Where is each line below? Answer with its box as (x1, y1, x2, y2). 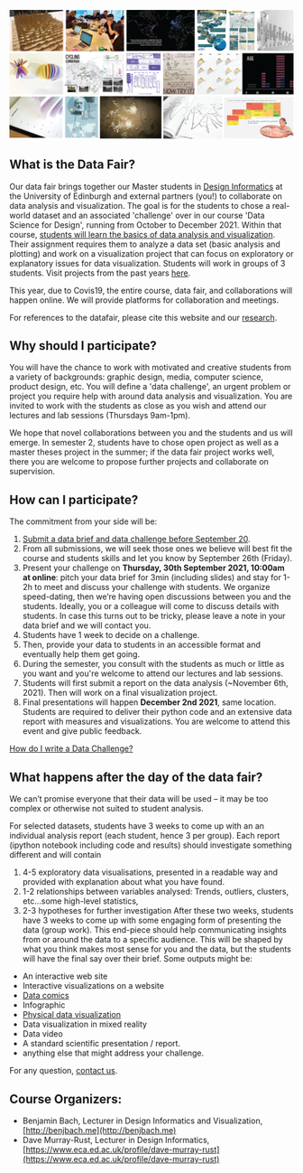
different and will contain (9, 849, 102, 860)
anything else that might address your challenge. (22, 1047, 205, 1058)
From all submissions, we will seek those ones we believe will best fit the (22, 543, 293, 554)
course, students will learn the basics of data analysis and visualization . (9, 229, 276, 239)
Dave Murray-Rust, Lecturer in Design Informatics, (22, 1134, 210, 1145)
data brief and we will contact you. (22, 620, 151, 631)
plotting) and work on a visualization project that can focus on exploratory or (9, 248, 294, 258)
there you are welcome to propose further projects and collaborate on (9, 456, 269, 467)
